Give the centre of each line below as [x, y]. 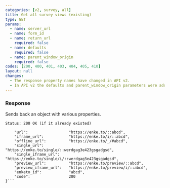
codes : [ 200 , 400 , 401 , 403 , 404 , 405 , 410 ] [53, 66]
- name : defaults [28, 48]
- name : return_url [30, 39]
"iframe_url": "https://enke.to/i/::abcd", [72, 137]
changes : [14, 76]
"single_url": [29, 145]
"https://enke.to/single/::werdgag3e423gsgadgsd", [60, 150]
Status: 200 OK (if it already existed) [49, 123]
